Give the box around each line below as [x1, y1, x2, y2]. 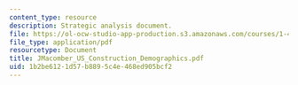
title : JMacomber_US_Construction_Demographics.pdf [9, 54, 204, 63]
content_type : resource [9, 12, 98, 22]
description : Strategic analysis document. [9, 21, 173, 30]
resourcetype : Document [9, 46, 98, 55]
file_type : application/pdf [9, 37, 114, 47]
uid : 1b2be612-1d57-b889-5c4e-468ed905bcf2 [9, 63, 173, 72]
